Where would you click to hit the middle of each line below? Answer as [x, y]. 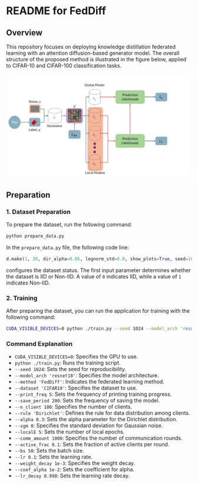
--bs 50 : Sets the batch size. [49, 451]
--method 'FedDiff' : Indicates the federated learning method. [90, 382]
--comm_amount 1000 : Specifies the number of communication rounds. [98, 438]
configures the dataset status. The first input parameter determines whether [99, 270]
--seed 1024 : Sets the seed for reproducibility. [70, 369]
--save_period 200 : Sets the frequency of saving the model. [87, 401]
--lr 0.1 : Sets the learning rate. [54, 457]
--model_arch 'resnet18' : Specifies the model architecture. [87, 375]
